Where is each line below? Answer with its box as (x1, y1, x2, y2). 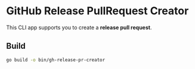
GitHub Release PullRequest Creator (6, 4, 189, 18)
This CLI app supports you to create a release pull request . (6, 24, 152, 31)
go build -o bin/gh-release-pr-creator (6, 57, 106, 63)
